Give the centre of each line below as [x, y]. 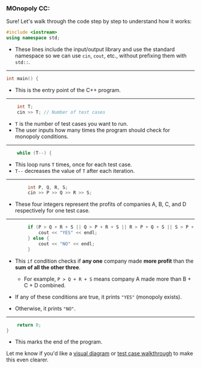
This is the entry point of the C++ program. [68, 90]
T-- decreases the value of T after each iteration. [75, 171]
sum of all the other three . [48, 267]
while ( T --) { [34, 153]
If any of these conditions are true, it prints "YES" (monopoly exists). [98, 297]
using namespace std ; [33, 38]
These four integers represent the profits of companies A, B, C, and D [100, 204]
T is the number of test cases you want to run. [71, 123]
